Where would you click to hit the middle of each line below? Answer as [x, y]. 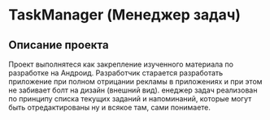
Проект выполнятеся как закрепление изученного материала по [121, 64]
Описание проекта [59, 45]
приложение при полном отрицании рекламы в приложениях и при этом [135, 81]
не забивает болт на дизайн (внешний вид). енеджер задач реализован [133, 90]
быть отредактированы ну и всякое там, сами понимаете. [110, 107]
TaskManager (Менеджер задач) [125, 15]
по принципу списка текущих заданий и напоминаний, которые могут [130, 99]
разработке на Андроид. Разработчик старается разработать [116, 73]
